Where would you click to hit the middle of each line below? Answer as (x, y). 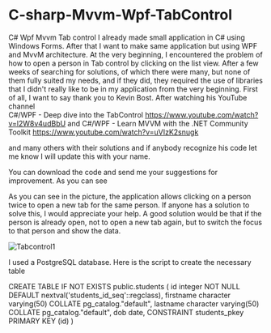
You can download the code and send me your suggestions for (113, 172)
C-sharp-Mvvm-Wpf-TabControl (121, 15)
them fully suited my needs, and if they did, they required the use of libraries (135, 80)
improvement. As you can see (58, 181)
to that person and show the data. (65, 231)
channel (22, 106)
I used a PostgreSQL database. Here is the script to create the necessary (130, 262)
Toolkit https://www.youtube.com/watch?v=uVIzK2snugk (104, 132)
